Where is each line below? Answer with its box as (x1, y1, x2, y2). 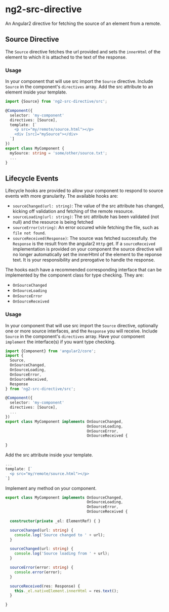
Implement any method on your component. (5, 485, 97, 491)
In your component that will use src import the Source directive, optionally (5, 322, 158, 328)
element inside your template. (5, 89, 67, 95)
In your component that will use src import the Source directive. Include (5, 78, 153, 84)
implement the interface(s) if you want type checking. (5, 339, 116, 345)
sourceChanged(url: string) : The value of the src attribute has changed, (12, 203, 164, 209)
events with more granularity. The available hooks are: (5, 193, 118, 199)
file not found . (12, 230, 47, 236)
